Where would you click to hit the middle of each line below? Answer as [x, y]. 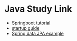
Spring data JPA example [38, 33]
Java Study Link [38, 9]
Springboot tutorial [31, 23]
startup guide [26, 28]
